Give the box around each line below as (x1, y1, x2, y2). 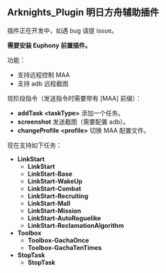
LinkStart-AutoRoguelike (27, 214, 101, 222)
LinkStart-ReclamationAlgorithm (27, 221, 124, 229)
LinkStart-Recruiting (27, 192, 89, 200)
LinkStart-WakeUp (27, 176, 83, 185)
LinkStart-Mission (27, 206, 81, 215)
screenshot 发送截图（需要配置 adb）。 (17, 117, 130, 126)
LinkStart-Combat (27, 184, 81, 192)
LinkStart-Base (27, 169, 73, 178)
